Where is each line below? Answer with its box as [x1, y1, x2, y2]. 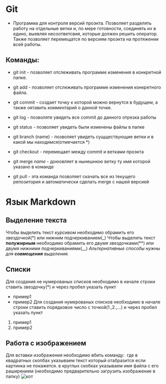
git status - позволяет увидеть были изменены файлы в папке [12, 124, 144, 130]
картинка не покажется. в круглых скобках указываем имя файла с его [5, 363, 159, 369]
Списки [5, 265, 31, 274]
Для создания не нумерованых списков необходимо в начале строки [5, 278, 155, 284]
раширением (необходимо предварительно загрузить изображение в [5, 368, 155, 374]
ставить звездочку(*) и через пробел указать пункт [5, 284, 116, 290]
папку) [5, 373, 20, 379]
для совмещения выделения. [5, 250, 69, 256]
